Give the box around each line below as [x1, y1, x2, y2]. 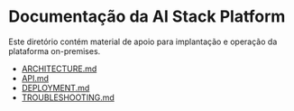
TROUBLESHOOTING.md [21, 92, 115, 103]
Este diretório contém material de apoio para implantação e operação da [8, 36, 278, 47]
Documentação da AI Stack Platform [8, 6, 286, 27]
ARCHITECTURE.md [21, 63, 97, 74]
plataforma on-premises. [8, 45, 101, 56]
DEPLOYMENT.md [21, 82, 90, 93]
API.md [21, 72, 50, 83]
